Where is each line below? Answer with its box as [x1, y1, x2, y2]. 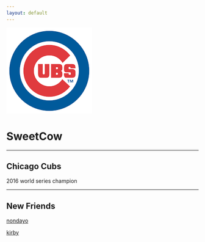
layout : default [6, 10, 48, 16]
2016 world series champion [6, 177, 77, 185]
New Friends [6, 200, 56, 211]
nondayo [6, 217, 29, 224]
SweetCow [6, 129, 63, 143]
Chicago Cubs [6, 161, 62, 171]
